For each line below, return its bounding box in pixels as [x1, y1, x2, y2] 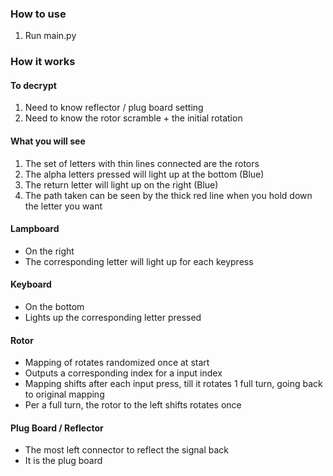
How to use [10, 7, 67, 21]
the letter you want [24, 200, 103, 212]
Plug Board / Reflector [10, 422, 104, 434]
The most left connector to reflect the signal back [24, 444, 229, 456]
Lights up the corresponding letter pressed [24, 312, 202, 324]
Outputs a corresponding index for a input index [24, 367, 223, 379]
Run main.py [24, 30, 77, 42]
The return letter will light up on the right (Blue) [24, 178, 219, 191]
